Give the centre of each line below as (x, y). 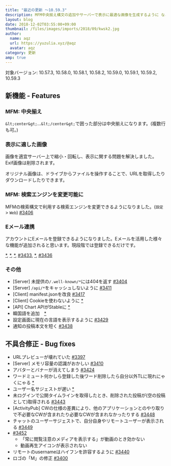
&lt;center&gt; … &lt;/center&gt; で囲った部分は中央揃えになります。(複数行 (85, 124)
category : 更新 (21, 53)
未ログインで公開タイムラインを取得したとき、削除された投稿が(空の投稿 (89, 396)
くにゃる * (23, 383)
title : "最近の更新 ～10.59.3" (36, 10)
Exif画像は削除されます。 (31, 163)
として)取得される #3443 (39, 402)
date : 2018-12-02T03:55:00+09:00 (41, 24)
